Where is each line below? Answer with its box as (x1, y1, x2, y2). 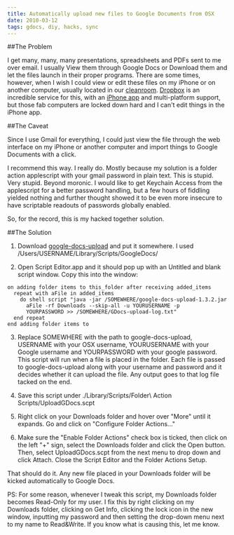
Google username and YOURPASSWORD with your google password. (17, 348, 217, 356)
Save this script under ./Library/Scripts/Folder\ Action (17, 391, 172, 400)
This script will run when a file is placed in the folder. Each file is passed (17, 355, 226, 364)
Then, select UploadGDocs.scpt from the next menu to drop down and (17, 448, 221, 456)
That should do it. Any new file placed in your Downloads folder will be (7, 469, 211, 478)
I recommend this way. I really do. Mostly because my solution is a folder (7, 164, 217, 172)
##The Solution (7, 229, 52, 237)
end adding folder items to (7, 320, 90, 328)
